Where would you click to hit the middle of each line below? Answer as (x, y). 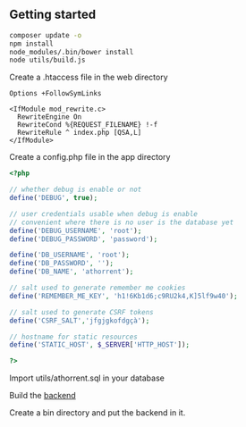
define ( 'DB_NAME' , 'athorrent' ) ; (72, 272)
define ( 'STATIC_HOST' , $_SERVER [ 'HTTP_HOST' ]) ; (100, 345)
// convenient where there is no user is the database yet (122, 222)
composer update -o (46, 35)
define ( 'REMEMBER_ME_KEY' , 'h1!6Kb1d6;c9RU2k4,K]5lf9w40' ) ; (124, 296)
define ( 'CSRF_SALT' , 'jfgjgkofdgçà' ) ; (80, 321)
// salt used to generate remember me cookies (98, 288)
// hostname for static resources (74, 337)
